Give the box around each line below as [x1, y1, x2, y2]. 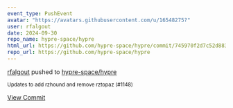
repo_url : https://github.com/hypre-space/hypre [7, 49, 150, 56]
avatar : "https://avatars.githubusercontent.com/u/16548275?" [7, 17, 191, 24]
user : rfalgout [7, 23, 51, 30]
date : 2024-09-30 [7, 29, 58, 37]
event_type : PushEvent [7, 10, 73, 17]
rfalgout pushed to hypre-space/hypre [7, 67, 117, 76]
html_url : [7, 42, 36, 49]
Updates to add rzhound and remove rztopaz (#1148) [7, 81, 133, 88]
